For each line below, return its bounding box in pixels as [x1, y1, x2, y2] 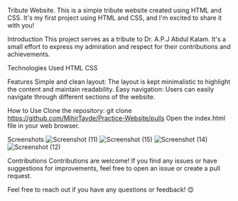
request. [7, 172, 32, 180]
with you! [7, 21, 34, 29]
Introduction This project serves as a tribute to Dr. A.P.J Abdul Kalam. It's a [7, 35, 226, 43]
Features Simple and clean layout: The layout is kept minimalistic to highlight [7, 77, 231, 86]
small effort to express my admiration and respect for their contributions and [7, 43, 231, 50]
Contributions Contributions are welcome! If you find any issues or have [7, 156, 218, 165]
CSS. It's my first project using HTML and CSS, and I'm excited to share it [7, 13, 222, 22]
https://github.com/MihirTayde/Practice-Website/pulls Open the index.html [7, 114, 226, 122]
